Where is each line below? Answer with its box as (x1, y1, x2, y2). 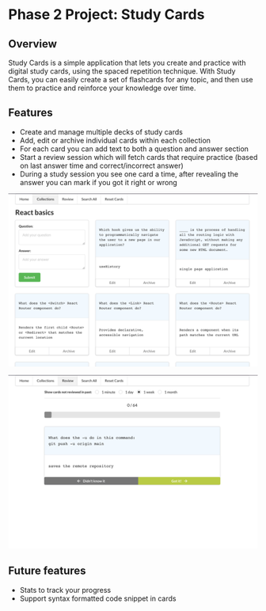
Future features (8, 564, 86, 578)
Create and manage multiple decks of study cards (19, 127, 184, 136)
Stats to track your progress (19, 585, 112, 594)
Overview (8, 37, 58, 51)
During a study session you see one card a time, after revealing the (19, 169, 239, 179)
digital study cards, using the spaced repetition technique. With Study (8, 66, 236, 76)
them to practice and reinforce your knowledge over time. (8, 83, 196, 93)
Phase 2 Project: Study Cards (8, 6, 205, 24)
